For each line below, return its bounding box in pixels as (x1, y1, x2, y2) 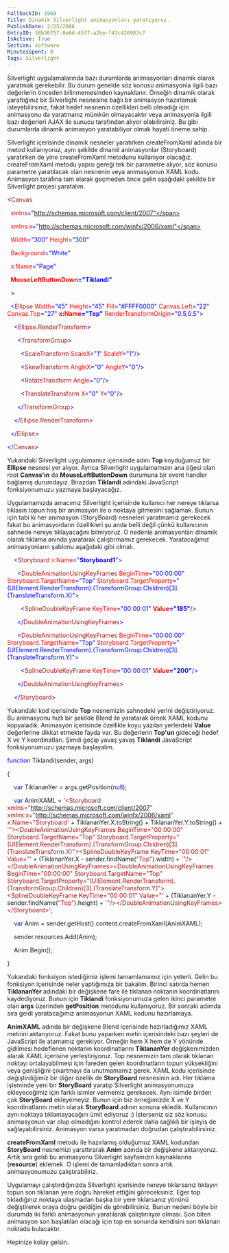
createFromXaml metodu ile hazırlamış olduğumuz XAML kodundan (7, 1138, 200, 1146)
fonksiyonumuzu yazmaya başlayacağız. (7, 485, 122, 493)
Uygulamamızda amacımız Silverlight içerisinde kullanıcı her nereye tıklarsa (7, 498, 219, 506)
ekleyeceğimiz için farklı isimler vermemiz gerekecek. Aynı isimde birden (7, 1088, 212, 1096)
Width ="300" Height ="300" (10, 235, 90, 244)
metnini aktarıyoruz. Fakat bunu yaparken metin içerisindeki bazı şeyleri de (7, 1029, 219, 1038)
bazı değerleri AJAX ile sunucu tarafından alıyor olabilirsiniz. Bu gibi (7, 118, 198, 126)
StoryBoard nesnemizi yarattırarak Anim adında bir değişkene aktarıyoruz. (7, 1145, 218, 1153)
